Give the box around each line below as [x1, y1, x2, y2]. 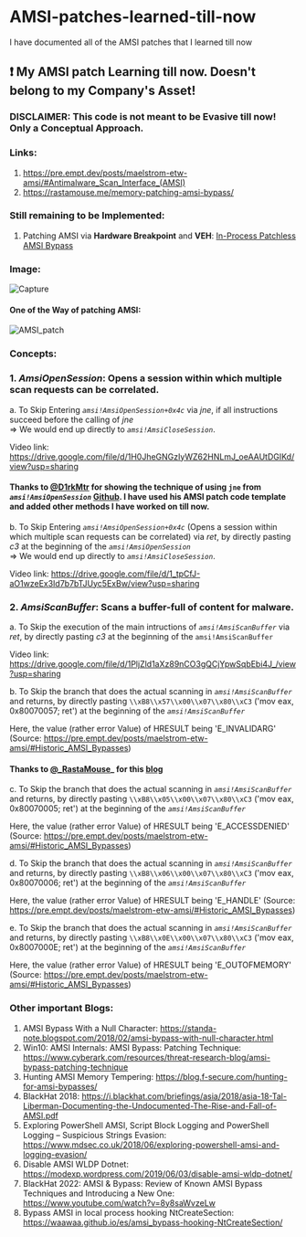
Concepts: [9, 347, 58, 360]
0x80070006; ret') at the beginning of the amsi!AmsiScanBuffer [9, 877, 247, 888]
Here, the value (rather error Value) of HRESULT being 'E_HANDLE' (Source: [9, 895, 296, 906]
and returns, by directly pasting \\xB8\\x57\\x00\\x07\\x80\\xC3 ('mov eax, [9, 696, 294, 707]
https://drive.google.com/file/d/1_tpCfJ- [50, 568, 201, 579]
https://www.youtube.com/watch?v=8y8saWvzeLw [22, 1197, 216, 1208]
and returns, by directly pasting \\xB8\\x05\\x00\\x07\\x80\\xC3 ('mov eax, [9, 793, 294, 805]
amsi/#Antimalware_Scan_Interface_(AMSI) [22, 176, 185, 188]
